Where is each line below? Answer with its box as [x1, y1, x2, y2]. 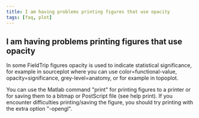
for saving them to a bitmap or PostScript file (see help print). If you [6, 92, 173, 99]
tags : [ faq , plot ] [6, 14, 52, 20]
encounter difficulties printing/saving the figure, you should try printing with [6, 99, 194, 106]
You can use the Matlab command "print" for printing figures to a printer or [6, 86, 191, 93]
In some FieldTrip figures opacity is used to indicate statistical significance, [6, 62, 192, 69]
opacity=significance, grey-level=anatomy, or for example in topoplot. [6, 74, 179, 81]
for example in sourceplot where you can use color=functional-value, [6, 68, 177, 75]
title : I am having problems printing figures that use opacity [6, 8, 170, 15]
